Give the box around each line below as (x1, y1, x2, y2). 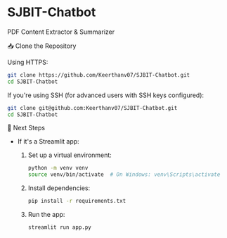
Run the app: (27, 211, 65, 219)
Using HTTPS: (7, 58, 48, 66)
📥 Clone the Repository (7, 42, 77, 50)
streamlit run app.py (27, 224, 91, 231)
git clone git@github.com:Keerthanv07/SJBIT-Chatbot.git (7, 104, 178, 111)
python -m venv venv (27, 165, 89, 172)
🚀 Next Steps (7, 124, 46, 132)
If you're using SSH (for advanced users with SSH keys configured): (7, 91, 205, 99)
